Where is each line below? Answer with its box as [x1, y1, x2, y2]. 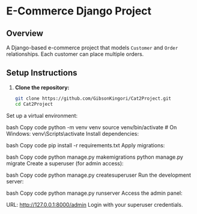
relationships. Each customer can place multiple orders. [6, 50, 144, 58]
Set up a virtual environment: [6, 112, 78, 119]
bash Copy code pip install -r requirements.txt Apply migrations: [6, 141, 165, 148]
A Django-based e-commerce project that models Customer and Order [6, 44, 178, 51]
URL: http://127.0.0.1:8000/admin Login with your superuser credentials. [6, 201, 183, 208]
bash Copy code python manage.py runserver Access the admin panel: [6, 189, 183, 197]
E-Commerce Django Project [6, 4, 152, 18]
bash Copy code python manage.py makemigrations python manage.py [6, 153, 183, 160]
